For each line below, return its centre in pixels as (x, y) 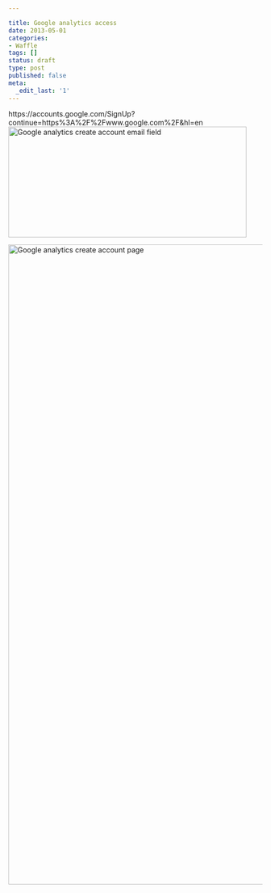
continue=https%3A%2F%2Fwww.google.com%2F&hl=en (106, 122)
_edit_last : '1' (43, 91)
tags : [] (23, 53)
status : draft (32, 61)
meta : (17, 83)
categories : (28, 38)
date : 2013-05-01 (38, 30)
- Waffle (23, 45)
